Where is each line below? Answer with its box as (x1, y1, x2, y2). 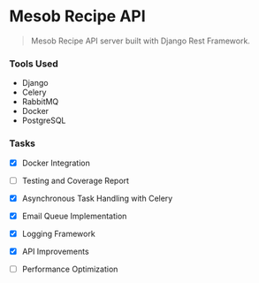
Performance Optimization (21, 264, 118, 274)
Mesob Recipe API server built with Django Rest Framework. (30, 35, 250, 46)
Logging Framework (21, 228, 95, 239)
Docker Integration (21, 157, 91, 168)
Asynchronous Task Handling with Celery (21, 193, 173, 203)
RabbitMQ (21, 96, 59, 107)
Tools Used (9, 57, 59, 70)
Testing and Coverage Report (21, 175, 130, 186)
